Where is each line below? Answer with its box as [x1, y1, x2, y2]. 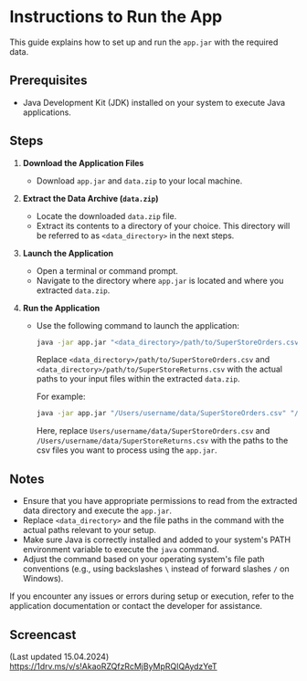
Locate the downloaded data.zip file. [36, 210, 177, 221]
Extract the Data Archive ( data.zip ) [22, 193, 159, 204]
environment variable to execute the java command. [22, 544, 219, 555]
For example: [36, 391, 86, 403]
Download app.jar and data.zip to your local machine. [36, 175, 243, 186]
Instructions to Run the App [9, 6, 223, 27]
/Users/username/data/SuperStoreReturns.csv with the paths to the [36, 435, 289, 446]
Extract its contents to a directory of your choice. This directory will [36, 220, 291, 231]
